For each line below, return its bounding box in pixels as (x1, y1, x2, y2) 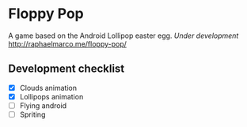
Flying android (19, 100, 67, 110)
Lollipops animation (19, 92, 84, 101)
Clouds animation (19, 83, 78, 92)
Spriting (19, 110, 46, 119)
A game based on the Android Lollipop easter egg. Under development (8, 31, 239, 40)
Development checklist (8, 62, 125, 76)
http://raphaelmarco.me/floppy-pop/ (8, 39, 127, 48)
